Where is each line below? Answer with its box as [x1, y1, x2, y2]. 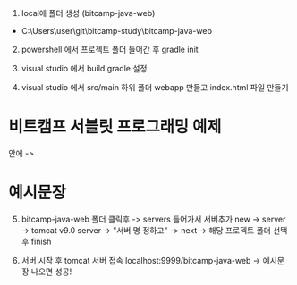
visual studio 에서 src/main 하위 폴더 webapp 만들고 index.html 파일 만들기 [21, 82, 289, 92]
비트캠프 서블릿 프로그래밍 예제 [8, 117, 222, 137]
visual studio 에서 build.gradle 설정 [21, 63, 148, 73]
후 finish [21, 236, 52, 247]
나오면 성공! [30, 266, 72, 277]
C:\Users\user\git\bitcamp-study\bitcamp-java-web [21, 26, 212, 36]
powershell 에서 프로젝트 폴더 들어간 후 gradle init [21, 44, 199, 54]
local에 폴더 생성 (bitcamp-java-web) [21, 8, 156, 18]
